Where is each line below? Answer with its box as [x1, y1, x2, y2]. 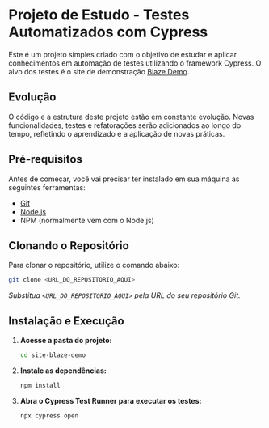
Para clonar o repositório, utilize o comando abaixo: [8, 261, 180, 270]
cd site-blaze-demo [19, 351, 86, 359]
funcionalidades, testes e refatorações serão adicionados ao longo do [8, 120, 242, 130]
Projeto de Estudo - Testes [8, 6, 190, 24]
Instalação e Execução [8, 314, 124, 328]
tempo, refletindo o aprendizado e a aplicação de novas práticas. [8, 129, 225, 138]
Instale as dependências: [19, 366, 107, 375]
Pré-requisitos [8, 152, 83, 167]
